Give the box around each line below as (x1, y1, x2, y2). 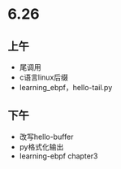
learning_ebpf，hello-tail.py (19, 83, 113, 92)
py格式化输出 (19, 141, 64, 151)
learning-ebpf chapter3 (19, 151, 98, 161)
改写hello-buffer (19, 132, 74, 141)
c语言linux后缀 (19, 72, 68, 82)
